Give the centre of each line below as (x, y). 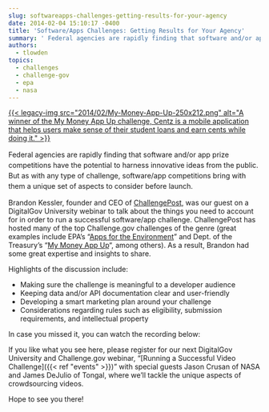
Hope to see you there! (46, 399)
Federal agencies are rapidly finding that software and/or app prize (119, 155)
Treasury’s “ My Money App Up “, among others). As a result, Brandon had (129, 246)
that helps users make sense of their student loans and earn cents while (127, 130)
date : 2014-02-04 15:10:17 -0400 (64, 23)
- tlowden (32, 53)
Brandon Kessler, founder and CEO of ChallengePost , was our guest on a (129, 203)
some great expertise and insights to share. (80, 254)
